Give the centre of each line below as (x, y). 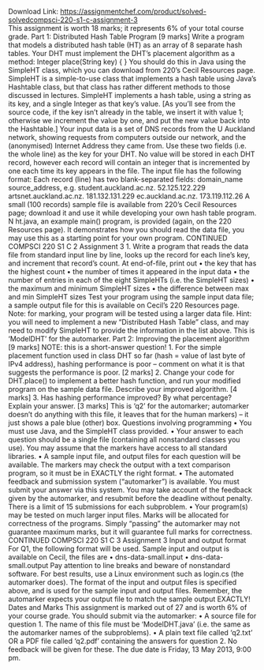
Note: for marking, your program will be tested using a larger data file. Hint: (130, 314)
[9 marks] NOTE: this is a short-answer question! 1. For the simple (115, 347)
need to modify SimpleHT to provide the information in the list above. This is (132, 330)
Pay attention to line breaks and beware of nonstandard (140, 565)
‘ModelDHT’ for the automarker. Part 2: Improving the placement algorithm (129, 339)
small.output (28, 565)
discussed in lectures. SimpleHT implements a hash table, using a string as (130, 95)
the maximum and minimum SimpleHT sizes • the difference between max (129, 288)
